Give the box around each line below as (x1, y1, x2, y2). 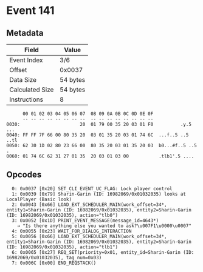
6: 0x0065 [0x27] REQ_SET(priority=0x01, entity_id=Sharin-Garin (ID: (12, 249, 194, 255)
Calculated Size (9, 85, 54, 94)
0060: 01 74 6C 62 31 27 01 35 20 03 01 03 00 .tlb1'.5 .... (6, 153, 194, 159)
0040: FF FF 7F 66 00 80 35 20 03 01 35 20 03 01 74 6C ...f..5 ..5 (6, 132, 189, 138)
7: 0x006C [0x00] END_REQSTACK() (12, 260, 97, 266)
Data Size (9, 76, 37, 84)
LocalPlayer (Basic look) (6, 196, 72, 202)
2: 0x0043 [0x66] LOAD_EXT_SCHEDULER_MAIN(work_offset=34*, (12, 201, 167, 208)
